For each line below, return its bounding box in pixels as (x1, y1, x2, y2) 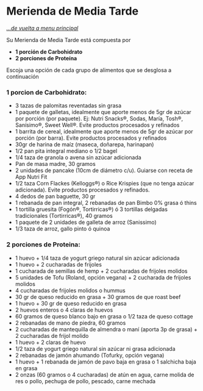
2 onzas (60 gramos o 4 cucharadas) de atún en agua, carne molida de (15, 371, 194, 378)
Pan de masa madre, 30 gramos (15, 160, 96, 168)
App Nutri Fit (15, 173, 48, 181)
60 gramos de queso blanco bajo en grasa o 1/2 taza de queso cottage (15, 312, 193, 320)
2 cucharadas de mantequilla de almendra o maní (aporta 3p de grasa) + (15, 325, 198, 333)
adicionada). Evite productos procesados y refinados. (15, 186, 151, 193)
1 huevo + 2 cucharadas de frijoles (15, 260, 102, 268)
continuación (6, 73, 40, 80)
